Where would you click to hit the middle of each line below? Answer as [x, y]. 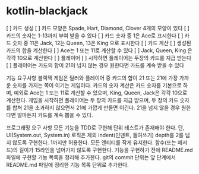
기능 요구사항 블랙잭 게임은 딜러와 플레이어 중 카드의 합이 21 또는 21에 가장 [92, 78]
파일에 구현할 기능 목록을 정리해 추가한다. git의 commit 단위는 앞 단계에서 [91, 157]
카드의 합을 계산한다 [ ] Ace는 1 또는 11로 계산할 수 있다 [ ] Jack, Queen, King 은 [99, 50]
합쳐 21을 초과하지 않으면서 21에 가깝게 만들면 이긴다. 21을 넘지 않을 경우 [96, 107]
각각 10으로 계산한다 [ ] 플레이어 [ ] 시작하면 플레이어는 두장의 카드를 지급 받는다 [99, 58]
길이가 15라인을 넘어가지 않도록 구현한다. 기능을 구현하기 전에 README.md [106, 150]
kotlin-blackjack [47, 11]
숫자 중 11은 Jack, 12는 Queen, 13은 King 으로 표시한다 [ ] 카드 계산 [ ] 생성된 [102, 43]
